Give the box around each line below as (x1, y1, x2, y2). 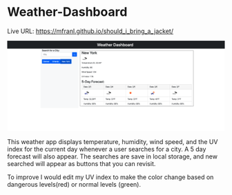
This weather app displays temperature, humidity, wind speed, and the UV (7, 138, 218, 146)
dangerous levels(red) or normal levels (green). (7, 181, 142, 189)
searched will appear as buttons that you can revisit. (7, 160, 156, 168)
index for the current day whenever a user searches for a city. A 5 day (7, 145, 206, 154)
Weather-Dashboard (7, 4, 128, 20)
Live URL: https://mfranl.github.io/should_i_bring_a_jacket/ (7, 27, 174, 35)
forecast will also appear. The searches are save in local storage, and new (7, 152, 217, 161)
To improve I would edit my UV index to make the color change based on (7, 173, 214, 181)
